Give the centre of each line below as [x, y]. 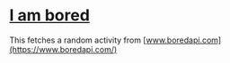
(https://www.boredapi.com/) [63, 49]
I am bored [49, 16]
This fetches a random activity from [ [78, 40]
